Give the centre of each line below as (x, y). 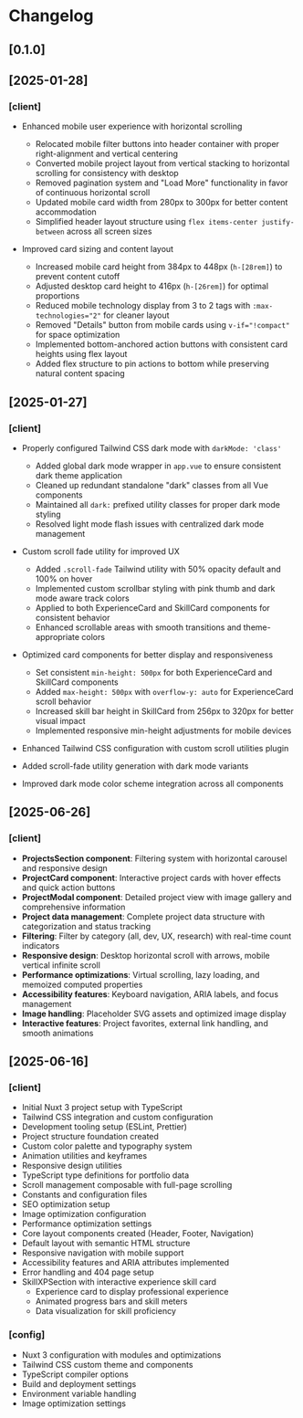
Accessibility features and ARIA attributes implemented (125, 1263)
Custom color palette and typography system (107, 1146)
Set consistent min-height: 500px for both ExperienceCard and (154, 672)
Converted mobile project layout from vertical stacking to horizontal (162, 163)
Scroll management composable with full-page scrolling (127, 1185)
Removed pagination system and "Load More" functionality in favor (162, 183)
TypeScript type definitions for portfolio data (105, 1175)
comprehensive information (73, 907)
